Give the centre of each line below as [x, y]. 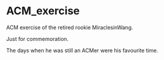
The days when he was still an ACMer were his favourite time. [82, 50]
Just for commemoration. [37, 39]
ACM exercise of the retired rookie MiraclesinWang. [70, 27]
